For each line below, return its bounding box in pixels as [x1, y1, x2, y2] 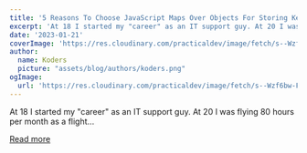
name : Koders [17, 56, 68, 65]
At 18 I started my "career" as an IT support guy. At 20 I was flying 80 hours [9, 106, 295, 117]
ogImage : [9, 73, 43, 82]
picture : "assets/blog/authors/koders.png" [17, 65, 185, 74]
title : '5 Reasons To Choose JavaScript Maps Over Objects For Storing [9, 13, 288, 23]
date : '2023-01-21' [9, 30, 84, 39]
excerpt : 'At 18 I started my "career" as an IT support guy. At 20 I [9, 22, 284, 31]
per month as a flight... [9, 116, 95, 127]
